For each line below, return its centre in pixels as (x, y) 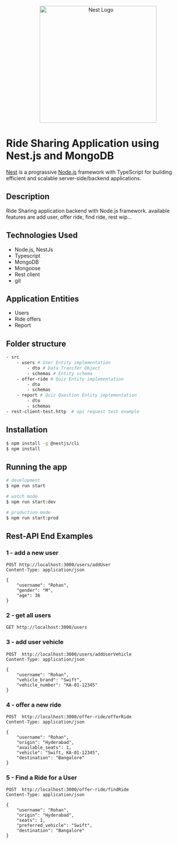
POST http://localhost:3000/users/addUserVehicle (69, 654)
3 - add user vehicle (35, 642)
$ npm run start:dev (31, 502)
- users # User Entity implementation (64, 363)
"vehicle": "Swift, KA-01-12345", (58, 753)
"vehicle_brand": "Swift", (49, 680)
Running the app (36, 467)
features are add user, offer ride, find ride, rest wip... (69, 217)
